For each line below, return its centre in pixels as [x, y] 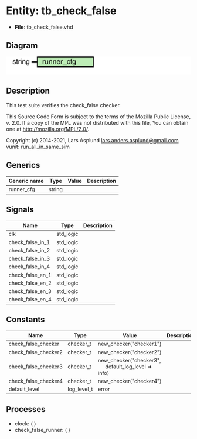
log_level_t [80, 389]
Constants [26, 320]
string [56, 189]
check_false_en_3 [30, 291]
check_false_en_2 [30, 283]
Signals [20, 210]
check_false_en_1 [30, 275]
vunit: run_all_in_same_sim [38, 147]
